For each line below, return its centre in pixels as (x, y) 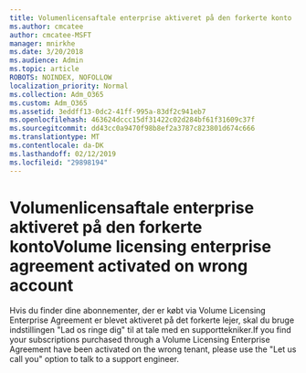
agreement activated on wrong (129, 266)
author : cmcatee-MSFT (51, 35)
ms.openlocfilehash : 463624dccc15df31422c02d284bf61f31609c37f (132, 120)
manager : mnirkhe (42, 43)
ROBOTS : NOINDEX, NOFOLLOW (61, 78)
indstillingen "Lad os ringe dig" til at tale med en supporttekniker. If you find (150, 330)
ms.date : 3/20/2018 (47, 52)
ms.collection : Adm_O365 (57, 94)
